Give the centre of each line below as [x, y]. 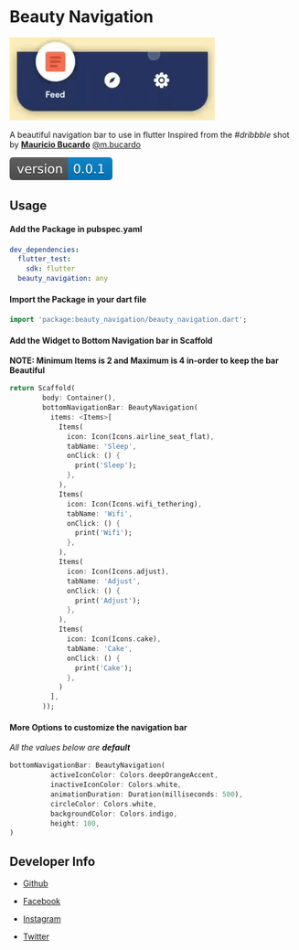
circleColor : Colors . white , [103, 804]
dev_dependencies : [44, 250]
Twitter [36, 937]
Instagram [42, 919]
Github [35, 883]
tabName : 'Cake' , [100, 648]
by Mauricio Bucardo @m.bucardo [75, 144]
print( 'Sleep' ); [106, 465]
